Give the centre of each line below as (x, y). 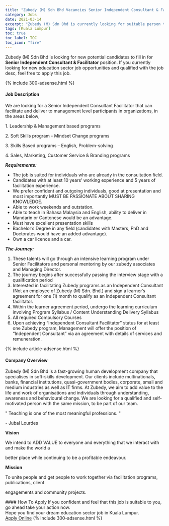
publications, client (25, 483)
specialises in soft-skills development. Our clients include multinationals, (80, 377)
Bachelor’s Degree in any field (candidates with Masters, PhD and (80, 228)
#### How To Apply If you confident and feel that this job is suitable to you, (83, 502)
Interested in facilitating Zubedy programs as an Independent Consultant (88, 285)
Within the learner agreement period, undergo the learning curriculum (85, 307)
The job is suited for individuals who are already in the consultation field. (88, 175)
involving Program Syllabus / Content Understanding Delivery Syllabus (86, 312)
